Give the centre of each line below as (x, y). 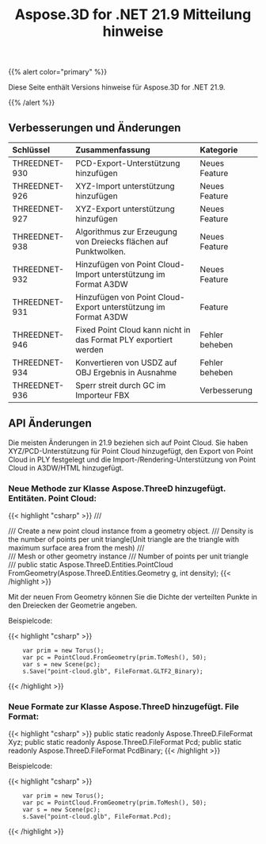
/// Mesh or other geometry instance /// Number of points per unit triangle (129, 556)
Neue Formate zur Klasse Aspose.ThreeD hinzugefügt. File (123, 707)
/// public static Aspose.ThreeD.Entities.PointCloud (91, 565)
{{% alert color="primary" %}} (58, 72)
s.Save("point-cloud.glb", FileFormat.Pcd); (97, 817)
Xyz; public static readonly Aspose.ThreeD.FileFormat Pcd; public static (125, 742)
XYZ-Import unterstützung (125, 186)
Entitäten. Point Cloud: (53, 498)
